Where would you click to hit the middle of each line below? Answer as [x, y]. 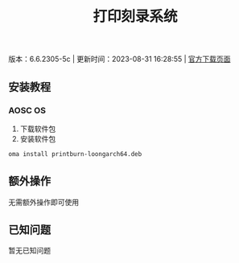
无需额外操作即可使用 [43, 202]
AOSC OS [27, 110]
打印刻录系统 [135, 16]
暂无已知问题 [29, 251]
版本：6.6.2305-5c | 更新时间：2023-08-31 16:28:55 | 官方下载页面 [119, 59]
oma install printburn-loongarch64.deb [75, 154]
